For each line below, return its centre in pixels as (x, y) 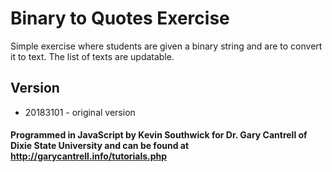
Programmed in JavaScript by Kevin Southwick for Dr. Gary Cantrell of (159, 135)
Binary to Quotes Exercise (120, 18)
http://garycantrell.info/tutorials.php (89, 156)
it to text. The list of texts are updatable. (92, 56)
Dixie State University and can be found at (100, 146)
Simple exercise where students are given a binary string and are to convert (166, 46)
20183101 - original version (80, 112)
